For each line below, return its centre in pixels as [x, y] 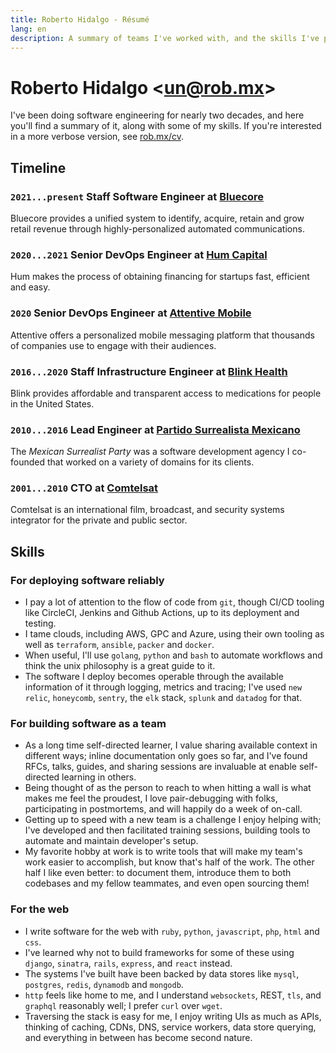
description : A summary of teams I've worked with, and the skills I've [165, 38]
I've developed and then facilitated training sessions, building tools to [167, 830]
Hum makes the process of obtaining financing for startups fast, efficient [160, 277]
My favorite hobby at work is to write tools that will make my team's [163, 852]
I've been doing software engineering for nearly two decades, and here [157, 115]
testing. [40, 623]
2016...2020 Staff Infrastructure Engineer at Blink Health [149, 371]
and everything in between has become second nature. [138, 1037]
